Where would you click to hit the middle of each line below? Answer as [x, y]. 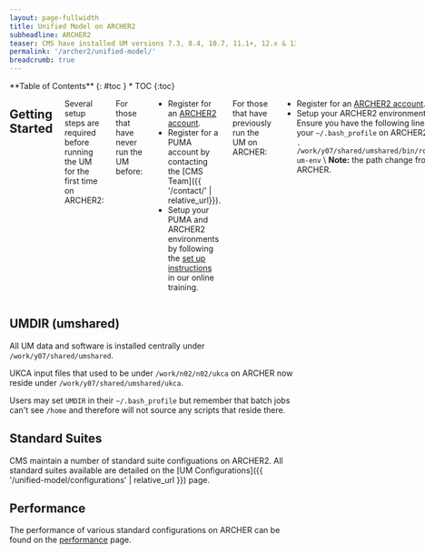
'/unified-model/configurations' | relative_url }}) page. [110, 479]
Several [79, 104]
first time [81, 181]
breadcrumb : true [42, 60]
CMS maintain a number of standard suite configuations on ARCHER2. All [146, 460]
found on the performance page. [70, 540]
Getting [31, 115]
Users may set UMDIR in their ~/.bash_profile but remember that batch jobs [150, 400]
